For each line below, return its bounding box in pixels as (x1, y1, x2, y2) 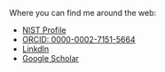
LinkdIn (21, 44, 50, 54)
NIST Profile (21, 25, 67, 35)
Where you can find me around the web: (9, 8, 157, 18)
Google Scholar (21, 53, 80, 63)
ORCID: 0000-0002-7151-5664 (21, 35, 136, 44)
